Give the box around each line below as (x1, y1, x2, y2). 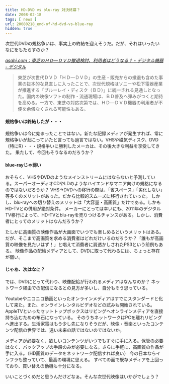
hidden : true (5, 26, 33, 31)
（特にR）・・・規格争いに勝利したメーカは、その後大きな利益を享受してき (5, 143, 160, 149)
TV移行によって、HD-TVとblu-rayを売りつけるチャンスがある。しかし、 (5, 212, 154, 218)
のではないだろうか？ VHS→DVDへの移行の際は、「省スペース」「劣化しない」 (5, 187, 163, 193)
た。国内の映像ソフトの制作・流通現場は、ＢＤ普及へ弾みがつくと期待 (17, 94, 163, 100)
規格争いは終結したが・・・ (5, 118, 63, 124)
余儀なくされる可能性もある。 (26, 106, 89, 112)
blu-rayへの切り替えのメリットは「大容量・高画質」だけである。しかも (14, 199, 161, 205)
